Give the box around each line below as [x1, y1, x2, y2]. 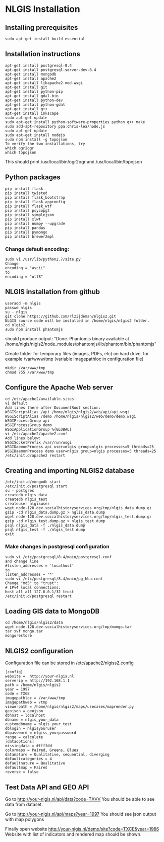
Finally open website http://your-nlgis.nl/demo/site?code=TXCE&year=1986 [5, 826, 160, 832]
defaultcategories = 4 [5, 757, 52, 762]
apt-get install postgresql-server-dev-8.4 [5, 67, 97, 73]
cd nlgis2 [5, 322, 26, 327]
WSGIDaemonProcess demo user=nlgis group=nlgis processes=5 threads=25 [5, 449, 156, 454]
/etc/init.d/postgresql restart [5, 594, 72, 599]
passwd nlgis [5, 305, 32, 310]
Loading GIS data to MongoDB [5, 607, 100, 615]
